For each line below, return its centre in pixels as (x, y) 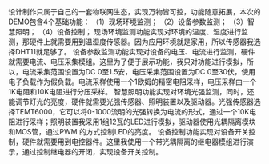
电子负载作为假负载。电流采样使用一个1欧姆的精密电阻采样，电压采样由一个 (132, 82)
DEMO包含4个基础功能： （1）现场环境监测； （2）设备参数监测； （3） (128, 22)
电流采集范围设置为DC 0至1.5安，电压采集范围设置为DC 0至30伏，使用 (139, 72)
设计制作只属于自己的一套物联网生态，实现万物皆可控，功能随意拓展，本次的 (134, 12)
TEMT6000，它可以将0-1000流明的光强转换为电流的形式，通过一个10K (132, 112)
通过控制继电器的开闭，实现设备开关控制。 (92, 152)
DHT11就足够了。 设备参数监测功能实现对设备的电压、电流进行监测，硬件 (135, 52)
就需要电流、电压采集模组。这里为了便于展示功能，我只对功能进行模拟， (127, 62)
